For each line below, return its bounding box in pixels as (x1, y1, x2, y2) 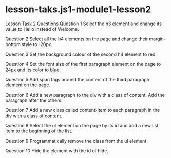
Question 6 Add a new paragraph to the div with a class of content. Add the (5, 92, 165, 98)
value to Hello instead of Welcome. (5, 26, 80, 32)
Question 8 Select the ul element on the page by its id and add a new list (5, 122, 159, 128)
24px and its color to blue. (5, 66, 61, 73)
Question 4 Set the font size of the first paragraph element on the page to (5, 61, 161, 67)
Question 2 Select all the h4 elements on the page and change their (5, 36, 148, 42)
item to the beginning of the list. (5, 128, 73, 134)
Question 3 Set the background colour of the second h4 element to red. (5, 51, 157, 57)
